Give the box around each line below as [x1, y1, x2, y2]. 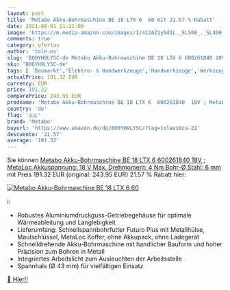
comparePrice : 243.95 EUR [7, 93, 81, 100]
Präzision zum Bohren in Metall [16, 248, 105, 256]
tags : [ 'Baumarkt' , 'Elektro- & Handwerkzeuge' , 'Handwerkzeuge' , [7, 67, 197, 74]
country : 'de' [7, 105, 48, 112]
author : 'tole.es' [7, 49, 60, 55]
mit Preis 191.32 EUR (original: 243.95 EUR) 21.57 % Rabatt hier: [7, 170, 187, 179]
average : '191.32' [7, 137, 60, 144]
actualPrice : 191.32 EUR [7, 73, 78, 81]
